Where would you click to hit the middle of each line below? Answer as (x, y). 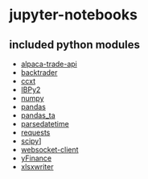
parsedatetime (45, 124)
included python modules (74, 45)
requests (35, 132)
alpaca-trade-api (49, 64)
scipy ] (31, 141)
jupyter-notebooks (73, 15)
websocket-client (49, 150)
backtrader (39, 73)
